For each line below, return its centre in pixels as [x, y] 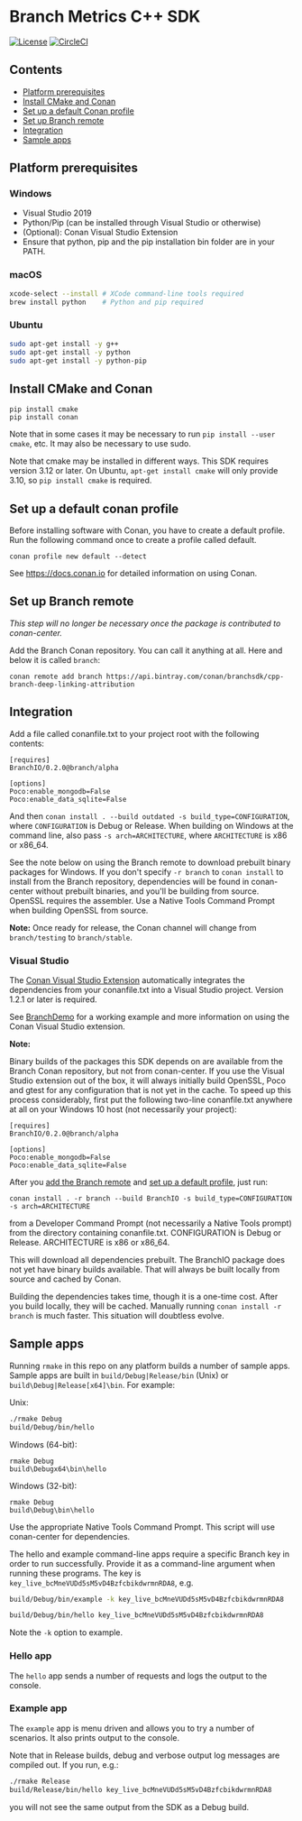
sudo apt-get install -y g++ [64, 344]
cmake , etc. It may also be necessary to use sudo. [100, 444]
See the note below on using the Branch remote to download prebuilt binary [150, 862]
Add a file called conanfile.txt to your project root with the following [134, 733]
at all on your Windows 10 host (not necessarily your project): [123, 1109]
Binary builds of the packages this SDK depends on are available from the [146, 1061]
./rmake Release [40, 1781]
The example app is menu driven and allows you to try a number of [132, 1728]
